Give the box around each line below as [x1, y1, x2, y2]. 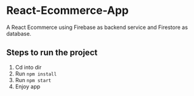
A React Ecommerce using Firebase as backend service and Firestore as [6, 24, 189, 31]
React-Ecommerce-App [6, 4, 129, 18]
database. [6, 30, 32, 37]
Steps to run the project [6, 48, 98, 58]
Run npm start [15, 76, 52, 83]
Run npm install [15, 70, 57, 77]
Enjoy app [15, 83, 41, 90]
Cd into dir [15, 63, 42, 71]
